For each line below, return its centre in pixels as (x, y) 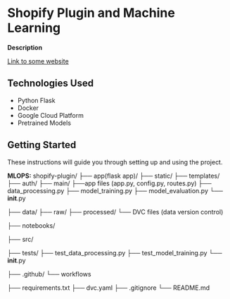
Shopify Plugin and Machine (91, 13)
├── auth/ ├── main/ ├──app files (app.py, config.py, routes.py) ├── (110, 183)
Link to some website (38, 61)
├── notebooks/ (31, 225)
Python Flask (36, 100)
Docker (28, 108)
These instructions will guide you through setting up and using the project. (115, 162)
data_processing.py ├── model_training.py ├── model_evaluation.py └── (115, 190)
